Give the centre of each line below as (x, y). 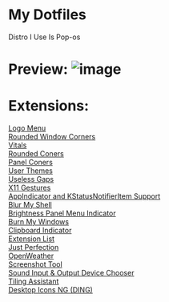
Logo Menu (27, 128)
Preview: (38, 69)
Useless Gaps (31, 179)
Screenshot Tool (35, 264)
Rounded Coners (36, 154)
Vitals (18, 145)
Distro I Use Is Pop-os (44, 37)
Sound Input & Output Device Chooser (71, 273)
